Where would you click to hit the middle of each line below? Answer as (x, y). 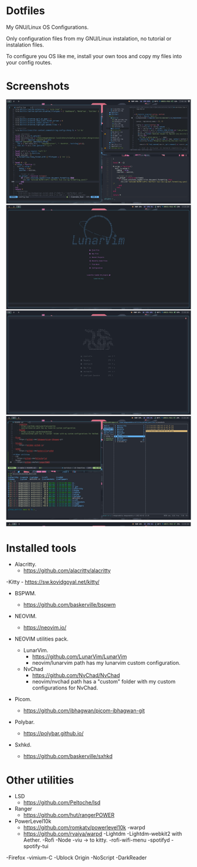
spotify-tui (36, 846)
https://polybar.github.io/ (53, 733)
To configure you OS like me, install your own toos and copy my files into (94, 56)
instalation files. (25, 45)
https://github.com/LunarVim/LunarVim (79, 656)
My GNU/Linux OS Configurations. (47, 27)
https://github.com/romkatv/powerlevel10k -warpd (84, 828)
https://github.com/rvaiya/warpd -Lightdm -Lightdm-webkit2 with (103, 834)
